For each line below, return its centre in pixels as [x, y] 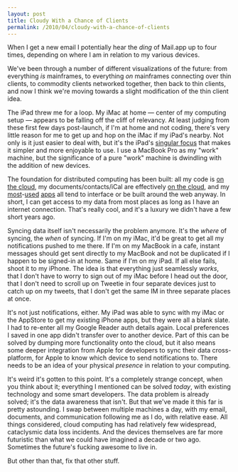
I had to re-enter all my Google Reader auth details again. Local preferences [118, 328]
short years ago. [31, 217]
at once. [20, 299]
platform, [21, 358]
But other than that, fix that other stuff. [64, 461]
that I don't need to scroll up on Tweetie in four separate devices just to [112, 284]
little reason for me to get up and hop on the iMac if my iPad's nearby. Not [116, 135]
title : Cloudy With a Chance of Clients [68, 21]
